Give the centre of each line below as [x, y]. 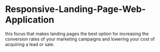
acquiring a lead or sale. [30, 44]
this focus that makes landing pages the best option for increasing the [77, 33]
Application [30, 20]
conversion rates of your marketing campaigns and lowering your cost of [80, 39]
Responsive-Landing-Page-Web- [76, 9]
